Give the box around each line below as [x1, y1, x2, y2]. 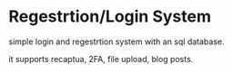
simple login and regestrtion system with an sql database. [8, 36, 225, 47]
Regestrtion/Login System [8, 6, 211, 27]
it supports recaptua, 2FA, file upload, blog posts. [8, 53, 194, 64]
